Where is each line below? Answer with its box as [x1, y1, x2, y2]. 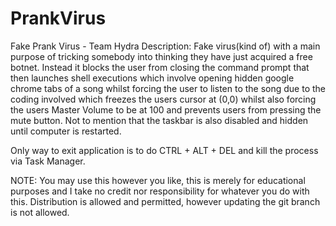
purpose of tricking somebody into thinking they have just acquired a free [10, 50, 313, 62]
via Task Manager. [10, 155, 86, 167]
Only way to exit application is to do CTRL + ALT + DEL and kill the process [10, 144, 319, 156]
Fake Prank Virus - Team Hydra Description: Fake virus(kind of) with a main [10, 40, 321, 52]
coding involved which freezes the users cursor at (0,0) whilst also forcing [10, 93, 317, 105]
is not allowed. [10, 206, 70, 218]
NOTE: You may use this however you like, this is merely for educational [10, 174, 306, 186]
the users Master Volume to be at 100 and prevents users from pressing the [10, 103, 322, 116]
